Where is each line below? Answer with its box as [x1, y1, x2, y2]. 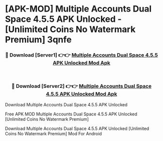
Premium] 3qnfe [5, 34, 72, 45]
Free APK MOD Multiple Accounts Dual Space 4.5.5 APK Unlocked [5, 111, 137, 117]
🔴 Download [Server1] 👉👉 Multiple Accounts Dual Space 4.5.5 [5, 52, 158, 58]
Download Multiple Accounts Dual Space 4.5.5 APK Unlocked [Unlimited [5, 126, 149, 131]
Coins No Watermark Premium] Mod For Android [5, 130, 102, 136]
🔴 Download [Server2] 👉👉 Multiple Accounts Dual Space [11, 83, 152, 90]
